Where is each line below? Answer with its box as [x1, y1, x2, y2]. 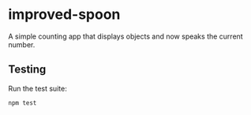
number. [8, 39, 36, 49]
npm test [8, 98, 37, 107]
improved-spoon [8, 6, 121, 24]
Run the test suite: [8, 83, 67, 93]
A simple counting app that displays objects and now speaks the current [8, 32, 243, 41]
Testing [8, 63, 47, 76]
